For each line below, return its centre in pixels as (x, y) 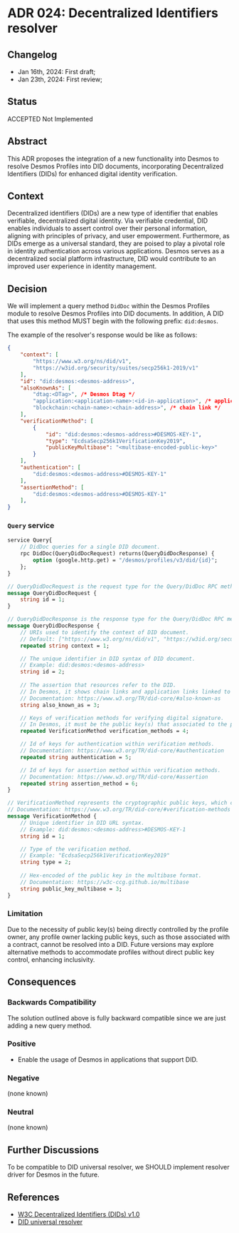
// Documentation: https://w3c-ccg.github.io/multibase (105, 882)
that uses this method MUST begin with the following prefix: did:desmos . (113, 321)
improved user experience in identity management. (82, 266)
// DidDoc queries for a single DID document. (90, 547)
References (33, 1197)
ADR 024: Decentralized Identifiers (113, 13)
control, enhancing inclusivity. (51, 959)
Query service (31, 526)
